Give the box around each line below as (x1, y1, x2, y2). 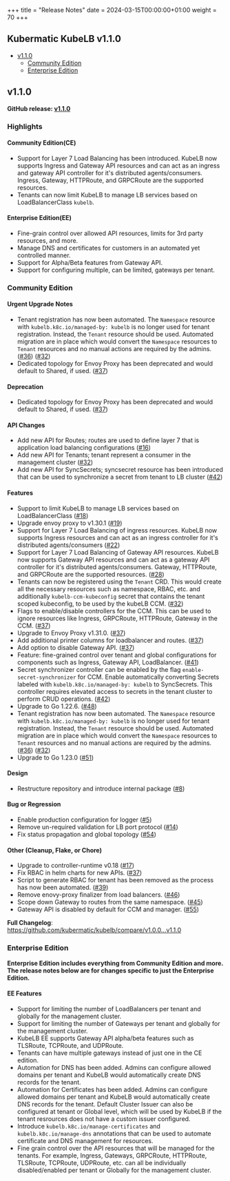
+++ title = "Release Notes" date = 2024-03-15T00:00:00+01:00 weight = (7, 6, 217, 14)
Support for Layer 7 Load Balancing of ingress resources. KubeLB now (17, 526, 218, 534)
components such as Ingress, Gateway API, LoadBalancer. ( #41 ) (17, 658, 199, 666)
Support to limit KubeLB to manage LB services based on (17, 504, 180, 513)
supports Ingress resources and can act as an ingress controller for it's (17, 533, 218, 542)
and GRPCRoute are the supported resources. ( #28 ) (17, 570, 165, 578)
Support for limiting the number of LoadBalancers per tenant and (17, 1004, 201, 1013)
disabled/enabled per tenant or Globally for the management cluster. (17, 1166, 211, 1174)
